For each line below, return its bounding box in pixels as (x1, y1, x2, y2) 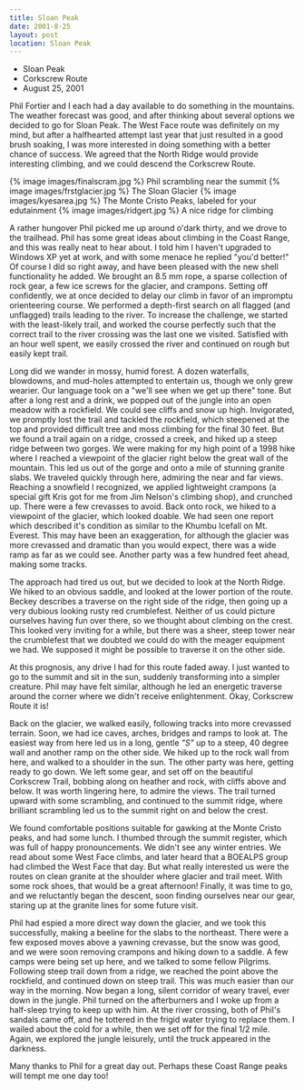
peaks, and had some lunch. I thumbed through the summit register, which (9, 833, 288, 844)
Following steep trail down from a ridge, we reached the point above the (9, 965, 279, 977)
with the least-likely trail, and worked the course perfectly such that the (9, 319, 277, 330)
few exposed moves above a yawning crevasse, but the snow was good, (9, 937, 281, 948)
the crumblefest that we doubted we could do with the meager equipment (9, 635, 286, 645)
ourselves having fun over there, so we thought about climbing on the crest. (9, 615, 293, 626)
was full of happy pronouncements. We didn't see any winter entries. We (9, 842, 281, 853)
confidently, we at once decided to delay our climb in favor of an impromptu (9, 290, 293, 301)
